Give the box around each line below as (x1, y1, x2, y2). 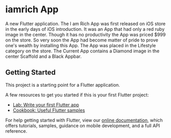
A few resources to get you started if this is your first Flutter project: (5, 91, 149, 98)
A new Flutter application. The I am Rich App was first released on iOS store (5, 21, 166, 27)
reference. (5, 128, 27, 134)
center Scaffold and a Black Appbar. (5, 53, 82, 60)
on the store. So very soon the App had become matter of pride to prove (5, 37, 158, 43)
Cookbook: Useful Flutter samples (12, 107, 85, 113)
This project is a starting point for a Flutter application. (5, 82, 120, 88)
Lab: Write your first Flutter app (12, 102, 80, 108)
